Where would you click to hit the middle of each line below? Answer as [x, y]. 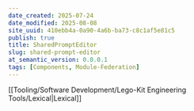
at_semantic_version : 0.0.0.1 [58, 60]
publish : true [32, 38]
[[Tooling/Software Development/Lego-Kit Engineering [97, 90]
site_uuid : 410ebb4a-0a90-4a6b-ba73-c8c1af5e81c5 [92, 30]
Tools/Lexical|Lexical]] [45, 98]
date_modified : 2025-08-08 [53, 23]
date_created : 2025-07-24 [51, 15]
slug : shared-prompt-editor [55, 52]
